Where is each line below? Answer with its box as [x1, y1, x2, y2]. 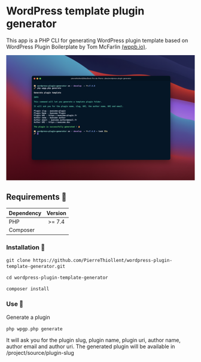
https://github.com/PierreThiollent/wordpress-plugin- [32, 258, 172, 264]
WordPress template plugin [6, 4, 145, 18]
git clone [6, 258, 31, 264]
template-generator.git [6, 264, 66, 270]
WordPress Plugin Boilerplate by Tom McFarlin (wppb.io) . [6, 43, 147, 50]
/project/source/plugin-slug [6, 349, 75, 357]
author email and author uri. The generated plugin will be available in [6, 343, 175, 350]
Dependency [8, 209, 42, 216]
